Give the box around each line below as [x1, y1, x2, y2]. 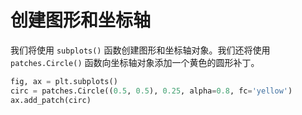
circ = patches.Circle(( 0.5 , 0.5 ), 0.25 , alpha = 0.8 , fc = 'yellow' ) [10, 86, 293, 96]
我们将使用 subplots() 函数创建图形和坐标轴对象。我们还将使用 [10, 44, 271, 56]
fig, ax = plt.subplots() [10, 76, 118, 86]
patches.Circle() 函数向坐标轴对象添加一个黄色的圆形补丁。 [10, 56, 260, 68]
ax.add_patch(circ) [10, 95, 92, 105]
